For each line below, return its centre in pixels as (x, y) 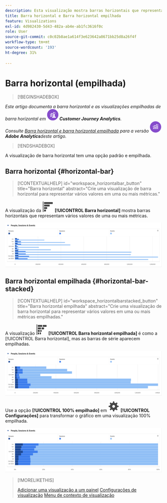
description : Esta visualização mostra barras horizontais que (72, 10)
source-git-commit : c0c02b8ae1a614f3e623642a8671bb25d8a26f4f (71, 37)
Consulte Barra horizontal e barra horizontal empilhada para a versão (77, 131)
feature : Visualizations (31, 21)
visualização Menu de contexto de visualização (66, 495)
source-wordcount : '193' (31, 47)
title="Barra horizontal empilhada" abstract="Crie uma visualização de (89, 306)
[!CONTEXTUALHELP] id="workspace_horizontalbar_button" (80, 183)
